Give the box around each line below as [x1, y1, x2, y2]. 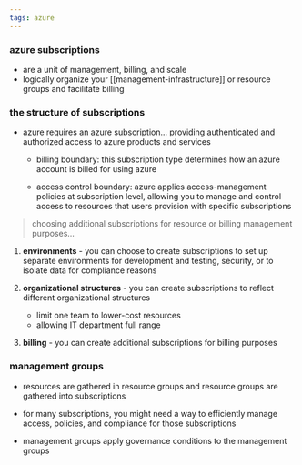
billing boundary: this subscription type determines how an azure [35, 154, 280, 165]
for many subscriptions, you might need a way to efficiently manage [22, 408, 278, 419]
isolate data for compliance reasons [22, 265, 157, 276]
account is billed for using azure [35, 164, 157, 175]
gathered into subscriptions [22, 390, 126, 401]
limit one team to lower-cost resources [35, 310, 182, 321]
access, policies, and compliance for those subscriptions [22, 418, 237, 429]
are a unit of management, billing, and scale [22, 64, 187, 75]
